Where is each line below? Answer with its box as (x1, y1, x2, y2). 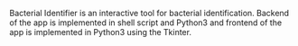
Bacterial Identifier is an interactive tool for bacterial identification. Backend (9, 8, 290, 18)
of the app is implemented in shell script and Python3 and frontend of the (9, 17, 283, 28)
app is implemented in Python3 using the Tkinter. (9, 27, 192, 37)
